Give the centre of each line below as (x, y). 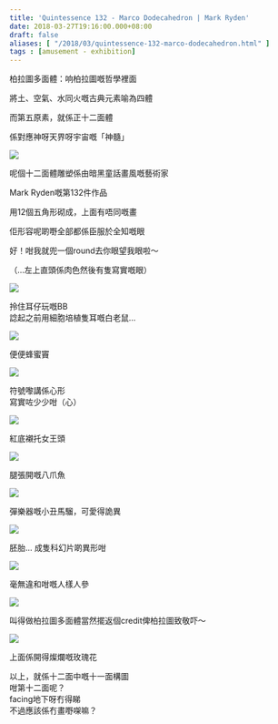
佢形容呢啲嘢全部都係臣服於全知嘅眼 (77, 231)
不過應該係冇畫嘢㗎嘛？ (53, 710)
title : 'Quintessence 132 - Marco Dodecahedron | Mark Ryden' (129, 18)
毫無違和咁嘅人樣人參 (49, 585)
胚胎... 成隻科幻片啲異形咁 (58, 548)
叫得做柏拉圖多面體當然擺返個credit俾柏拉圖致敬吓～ (108, 621)
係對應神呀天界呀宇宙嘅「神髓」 (69, 137)
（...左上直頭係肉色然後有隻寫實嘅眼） (81, 270)
